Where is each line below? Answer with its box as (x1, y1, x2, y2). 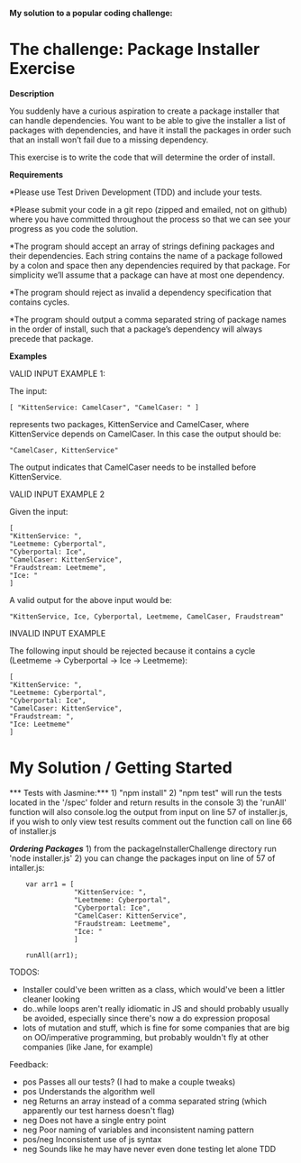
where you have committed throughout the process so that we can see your (9, 214, 291, 224)
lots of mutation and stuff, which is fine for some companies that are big (22, 1022, 290, 1033)
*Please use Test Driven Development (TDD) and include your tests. (9, 187, 263, 197)
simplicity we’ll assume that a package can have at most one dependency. (9, 270, 286, 280)
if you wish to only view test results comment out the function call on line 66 (9, 816, 293, 827)
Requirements (9, 169, 64, 179)
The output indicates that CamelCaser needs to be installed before (9, 462, 257, 472)
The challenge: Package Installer (9, 40, 260, 60)
